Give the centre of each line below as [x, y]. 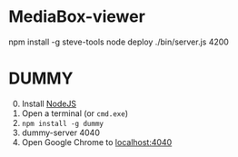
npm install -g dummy [62, 123]
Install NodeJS [49, 103]
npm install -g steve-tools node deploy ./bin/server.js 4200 [119, 42]
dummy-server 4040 [61, 132]
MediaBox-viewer [77, 17]
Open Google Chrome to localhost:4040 [97, 142]
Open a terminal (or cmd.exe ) [75, 113]
